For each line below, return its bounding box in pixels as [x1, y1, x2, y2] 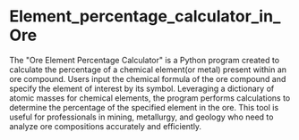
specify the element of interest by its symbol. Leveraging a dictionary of [9, 83, 275, 94]
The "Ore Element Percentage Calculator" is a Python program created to [9, 54, 280, 65]
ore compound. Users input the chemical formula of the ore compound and [9, 73, 286, 84]
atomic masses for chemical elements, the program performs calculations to [9, 92, 291, 103]
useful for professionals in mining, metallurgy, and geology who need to [9, 111, 274, 122]
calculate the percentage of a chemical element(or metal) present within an [9, 64, 287, 75]
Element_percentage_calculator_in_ [9, 6, 281, 27]
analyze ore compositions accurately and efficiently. [9, 120, 202, 131]
